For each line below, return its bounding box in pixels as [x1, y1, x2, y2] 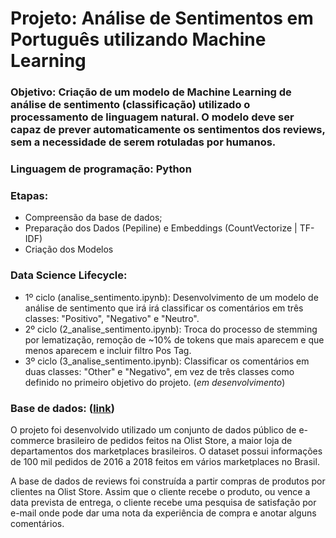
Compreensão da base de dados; [24, 212, 163, 224]
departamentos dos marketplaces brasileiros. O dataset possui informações [10, 445, 323, 457]
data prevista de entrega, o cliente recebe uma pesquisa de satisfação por [10, 496, 317, 508]
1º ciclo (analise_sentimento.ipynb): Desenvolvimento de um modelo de [24, 291, 319, 303]
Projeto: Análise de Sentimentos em [10, 7, 314, 30]
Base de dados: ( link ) [10, 401, 115, 415]
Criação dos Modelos [24, 243, 114, 256]
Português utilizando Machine [10, 28, 267, 51]
